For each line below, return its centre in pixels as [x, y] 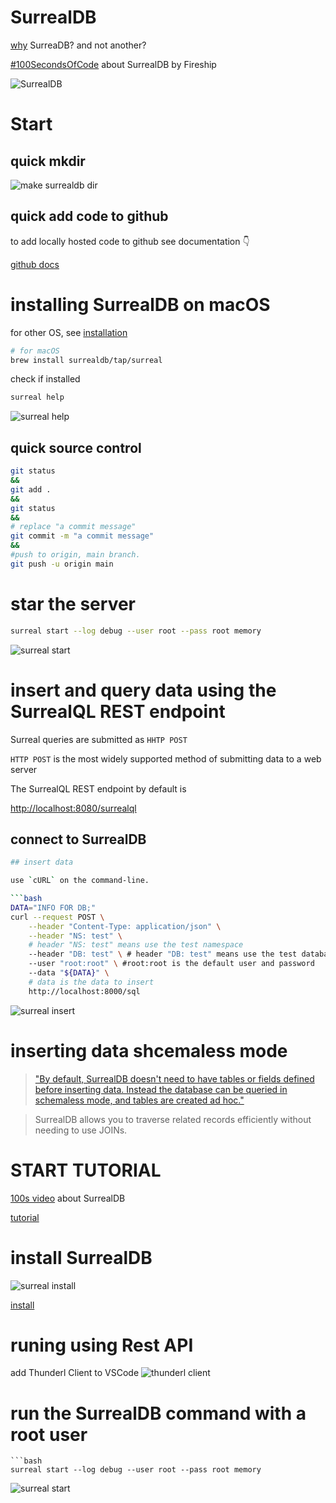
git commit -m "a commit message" [82, 536]
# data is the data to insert [91, 982]
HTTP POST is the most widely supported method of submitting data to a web [166, 758]
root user [49, 1434]
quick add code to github [89, 216]
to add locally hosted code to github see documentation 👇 [130, 241]
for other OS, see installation [69, 332]
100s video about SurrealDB [68, 1198]
